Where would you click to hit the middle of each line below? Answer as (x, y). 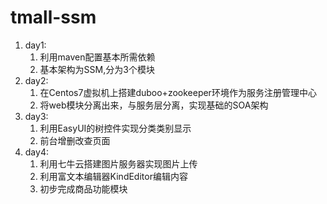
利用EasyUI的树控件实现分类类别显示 (115, 128)
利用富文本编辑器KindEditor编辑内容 (113, 176)
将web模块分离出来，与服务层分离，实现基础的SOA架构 (154, 105)
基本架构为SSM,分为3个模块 (97, 69)
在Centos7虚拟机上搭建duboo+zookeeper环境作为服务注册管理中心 (178, 92)
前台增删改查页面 (75, 140)
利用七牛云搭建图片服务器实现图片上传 (118, 163)
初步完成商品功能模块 (83, 188)
